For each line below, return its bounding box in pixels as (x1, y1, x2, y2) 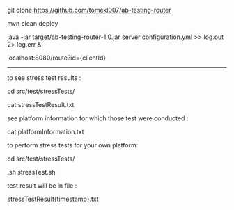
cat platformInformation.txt (7, 128, 85, 136)
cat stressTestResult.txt (7, 101, 75, 108)
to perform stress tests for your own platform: (7, 141, 139, 149)
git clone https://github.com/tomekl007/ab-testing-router (7, 6, 172, 14)
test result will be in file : (7, 181, 77, 190)
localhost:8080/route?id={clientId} (7, 54, 107, 62)
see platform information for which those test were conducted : (7, 114, 189, 122)
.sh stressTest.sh (7, 168, 56, 176)
